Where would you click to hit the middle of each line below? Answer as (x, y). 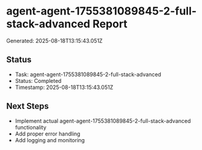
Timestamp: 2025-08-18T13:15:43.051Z (64, 87)
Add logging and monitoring (50, 140)
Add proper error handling (47, 134)
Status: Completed (38, 80)
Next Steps (28, 106)
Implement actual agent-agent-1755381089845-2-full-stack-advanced (103, 121)
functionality (31, 127)
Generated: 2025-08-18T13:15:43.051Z (54, 41)
